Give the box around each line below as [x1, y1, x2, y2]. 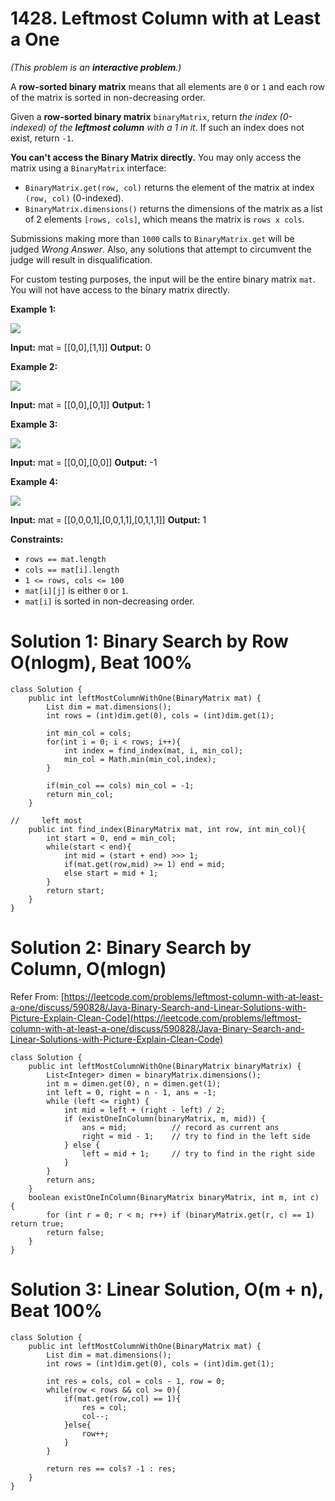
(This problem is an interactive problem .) [10, 61, 182, 73]
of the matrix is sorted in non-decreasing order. [10, 91, 206, 103]
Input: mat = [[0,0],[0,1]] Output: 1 [10, 398, 151, 411]
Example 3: [10, 418, 58, 430]
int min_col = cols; [46, 728, 132, 738]
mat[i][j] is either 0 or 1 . [24, 584, 129, 596]
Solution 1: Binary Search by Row [10, 630, 289, 653]
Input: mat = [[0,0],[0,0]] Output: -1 [10, 456, 158, 468]
